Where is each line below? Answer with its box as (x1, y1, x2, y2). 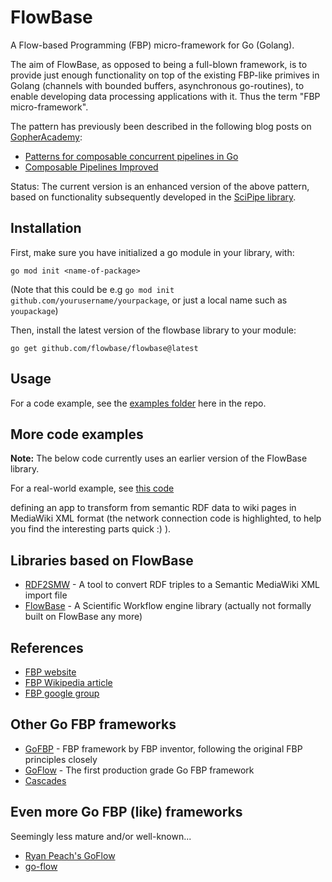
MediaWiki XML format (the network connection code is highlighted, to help (10, 512, 322, 525)
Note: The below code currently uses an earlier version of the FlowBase (10, 452, 308, 465)
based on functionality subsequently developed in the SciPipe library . (10, 191, 297, 203)
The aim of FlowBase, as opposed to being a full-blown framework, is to (10, 58, 308, 70)
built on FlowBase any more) (24, 611, 143, 623)
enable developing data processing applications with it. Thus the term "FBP (10, 90, 321, 102)
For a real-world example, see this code (10, 482, 175, 495)
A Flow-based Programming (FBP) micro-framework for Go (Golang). (10, 39, 295, 51)
